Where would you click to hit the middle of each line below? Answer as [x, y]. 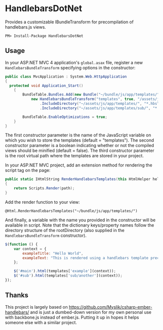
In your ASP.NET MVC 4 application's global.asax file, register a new [74, 62]
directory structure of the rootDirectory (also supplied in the [65, 230]
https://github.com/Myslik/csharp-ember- [111, 307]
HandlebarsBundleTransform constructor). [46, 235]
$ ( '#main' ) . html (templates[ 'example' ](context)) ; [65, 271]
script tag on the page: [28, 170]
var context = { [30, 249]
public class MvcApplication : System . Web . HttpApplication [66, 76]
